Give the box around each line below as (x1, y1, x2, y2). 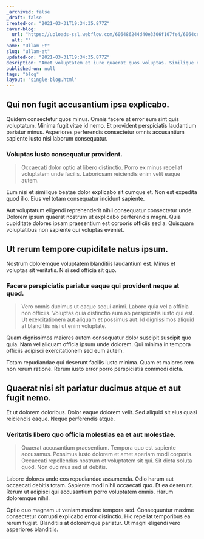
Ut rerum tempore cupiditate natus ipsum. (6, 244, 169, 254)
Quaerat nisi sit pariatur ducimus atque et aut (6, 383, 181, 393)
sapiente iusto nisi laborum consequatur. (6, 134, 108, 142)
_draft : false (6, 15, 42, 21)
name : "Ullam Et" (6, 43, 50, 49)
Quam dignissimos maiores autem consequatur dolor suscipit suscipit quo (6, 334, 191, 341)
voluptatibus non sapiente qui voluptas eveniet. (6, 226, 124, 234)
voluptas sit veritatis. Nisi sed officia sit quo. (6, 266, 117, 274)
